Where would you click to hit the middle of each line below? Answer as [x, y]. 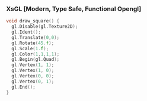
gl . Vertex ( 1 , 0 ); [33, 71]
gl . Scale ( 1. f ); [30, 48]
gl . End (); [23, 87]
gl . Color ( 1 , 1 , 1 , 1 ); [36, 54]
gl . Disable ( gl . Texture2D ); [45, 27]
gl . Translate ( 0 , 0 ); [36, 37]
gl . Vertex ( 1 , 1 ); [33, 65]
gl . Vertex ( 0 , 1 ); [33, 82]
